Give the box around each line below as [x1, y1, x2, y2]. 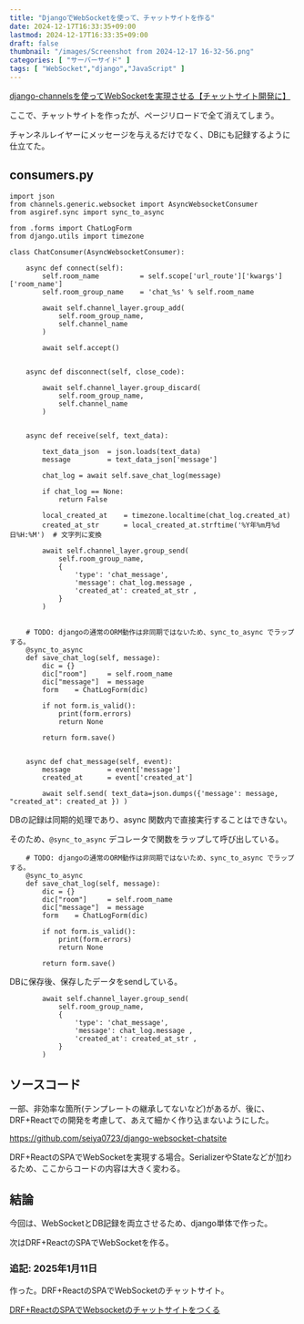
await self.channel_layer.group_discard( [42, 383, 202, 392]
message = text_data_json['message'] [42, 455, 218, 464]
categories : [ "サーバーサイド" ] [9, 56, 130, 65]
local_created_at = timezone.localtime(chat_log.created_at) [42, 511, 291, 520]
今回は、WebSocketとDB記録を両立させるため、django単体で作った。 [9, 1218, 273, 1229]
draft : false [9, 38, 59, 48]
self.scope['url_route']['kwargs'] [147, 271, 283, 281]
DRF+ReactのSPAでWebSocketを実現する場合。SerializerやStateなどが [9, 1151, 276, 1163]
